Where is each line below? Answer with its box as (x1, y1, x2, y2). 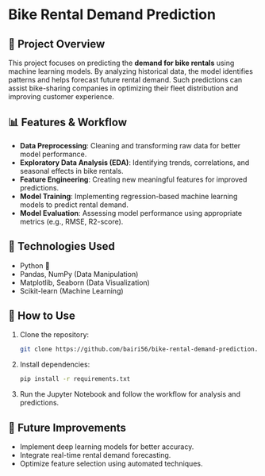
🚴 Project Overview (8, 37, 106, 51)
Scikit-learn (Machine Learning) (19, 286, 125, 295)
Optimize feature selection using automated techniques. (19, 459, 203, 468)
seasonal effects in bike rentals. (19, 166, 124, 175)
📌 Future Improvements (8, 420, 127, 434)
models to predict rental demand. (19, 200, 129, 209)
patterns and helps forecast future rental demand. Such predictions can (8, 75, 243, 84)
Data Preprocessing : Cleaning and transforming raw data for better (19, 140, 241, 150)
